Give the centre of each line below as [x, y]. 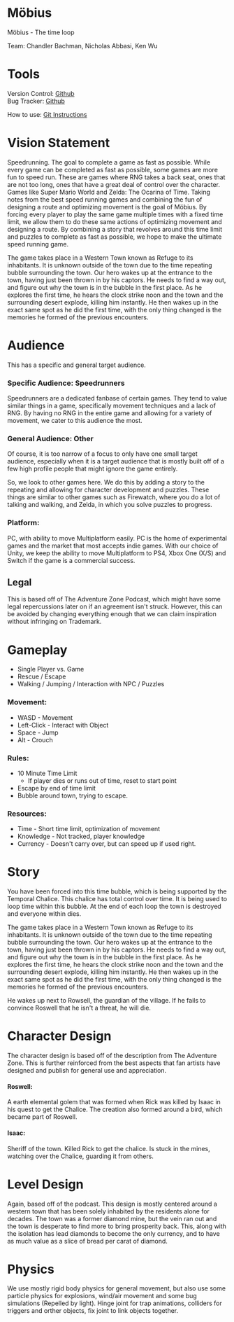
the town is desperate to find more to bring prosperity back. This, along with [117, 1226]
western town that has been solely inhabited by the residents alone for [108, 1211]
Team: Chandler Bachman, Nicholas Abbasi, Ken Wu [83, 46]
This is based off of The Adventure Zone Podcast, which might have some [114, 599]
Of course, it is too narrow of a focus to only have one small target [102, 454]
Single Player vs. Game [51, 669]
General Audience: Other [51, 438]
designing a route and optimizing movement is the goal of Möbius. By [107, 207]
